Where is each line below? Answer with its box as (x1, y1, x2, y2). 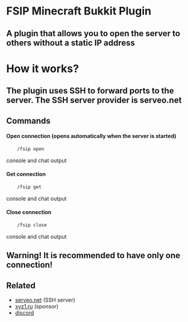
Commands (6, 116, 51, 126)
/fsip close (17, 222, 47, 228)
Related (6, 280, 36, 291)
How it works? (6, 62, 80, 75)
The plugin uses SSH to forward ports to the (6, 86, 174, 96)
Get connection (6, 171, 46, 178)
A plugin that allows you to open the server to (6, 28, 181, 39)
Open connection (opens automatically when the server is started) (6, 133, 177, 140)
